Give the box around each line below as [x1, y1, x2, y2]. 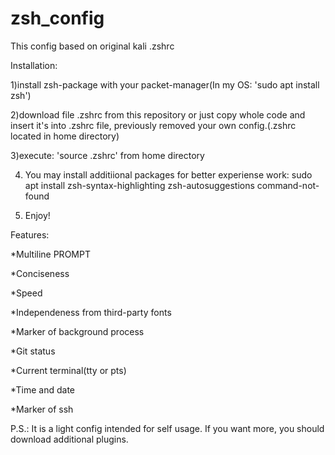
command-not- [256, 179, 320, 191]
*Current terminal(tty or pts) [10, 364, 127, 376]
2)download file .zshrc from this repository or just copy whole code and [10, 108, 306, 121]
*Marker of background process [10, 325, 145, 337]
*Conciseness [10, 267, 70, 279]
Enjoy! [24, 209, 51, 221]
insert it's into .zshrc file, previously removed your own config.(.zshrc [10, 119, 297, 131]
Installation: [10, 59, 58, 71]
